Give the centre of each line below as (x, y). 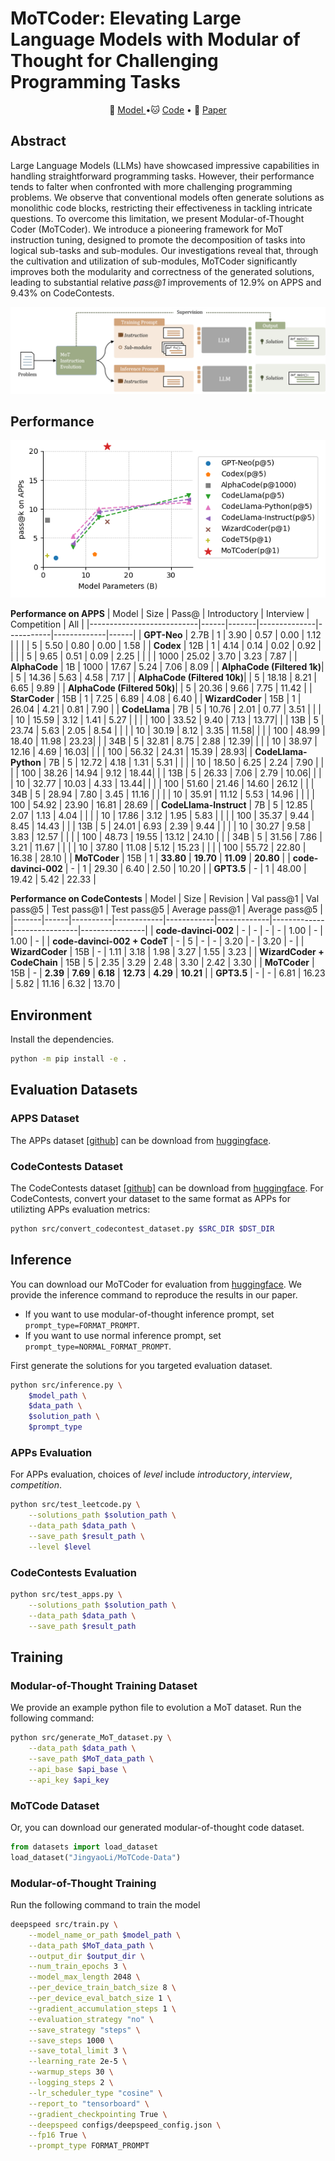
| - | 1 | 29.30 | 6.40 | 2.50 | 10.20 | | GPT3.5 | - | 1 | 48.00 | (185, 869)
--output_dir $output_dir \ (86, 1956)
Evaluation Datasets (74, 1090)
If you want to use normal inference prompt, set (123, 1335)
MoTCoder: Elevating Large (126, 18)
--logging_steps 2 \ (71, 2083)
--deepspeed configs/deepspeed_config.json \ (125, 2125)
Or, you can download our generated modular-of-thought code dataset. (157, 1827)
